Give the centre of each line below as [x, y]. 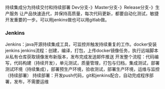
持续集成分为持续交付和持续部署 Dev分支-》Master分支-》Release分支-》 [80, 7]
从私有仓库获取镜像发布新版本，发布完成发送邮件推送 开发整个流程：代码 [80, 57]
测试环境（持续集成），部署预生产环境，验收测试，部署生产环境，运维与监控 [82, 69]
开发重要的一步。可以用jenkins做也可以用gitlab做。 [57, 20]
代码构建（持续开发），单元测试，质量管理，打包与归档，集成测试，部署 [87, 63]
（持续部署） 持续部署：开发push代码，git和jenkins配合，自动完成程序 [77, 76]
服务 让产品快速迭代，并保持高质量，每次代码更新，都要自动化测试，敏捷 [84, 13]
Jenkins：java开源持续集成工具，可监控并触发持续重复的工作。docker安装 [81, 44]
